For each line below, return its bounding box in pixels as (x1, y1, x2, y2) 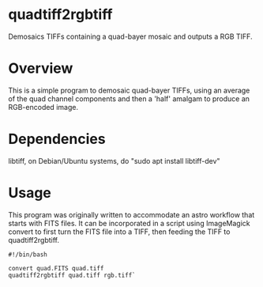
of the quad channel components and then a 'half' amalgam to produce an (8, 93, 250, 104)
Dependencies (8, 130, 106, 148)
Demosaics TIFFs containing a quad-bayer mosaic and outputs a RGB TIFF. (8, 32, 253, 41)
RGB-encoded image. (8, 102, 79, 111)
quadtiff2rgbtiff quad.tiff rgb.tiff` (8, 271, 136, 279)
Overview (8, 59, 73, 77)
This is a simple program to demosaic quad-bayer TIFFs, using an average (8, 85, 250, 95)
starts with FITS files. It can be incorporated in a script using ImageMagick (8, 218, 250, 228)
